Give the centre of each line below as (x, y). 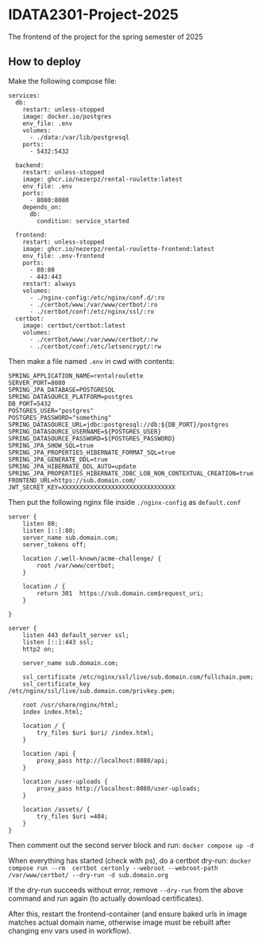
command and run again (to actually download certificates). (106, 898)
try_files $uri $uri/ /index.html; (96, 733)
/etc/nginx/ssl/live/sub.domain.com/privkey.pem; (92, 691)
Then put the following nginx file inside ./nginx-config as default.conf (125, 502)
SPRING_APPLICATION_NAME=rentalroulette (76, 376)
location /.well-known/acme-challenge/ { (92, 558)
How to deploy (45, 62)
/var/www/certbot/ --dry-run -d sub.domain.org (89, 875)
